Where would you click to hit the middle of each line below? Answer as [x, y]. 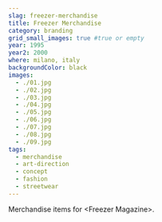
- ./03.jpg [34, 97]
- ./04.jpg [34, 105]
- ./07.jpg [34, 127]
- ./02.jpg [34, 90]
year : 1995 [26, 46]
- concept [32, 172]
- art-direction [42, 165]
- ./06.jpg [34, 120]
